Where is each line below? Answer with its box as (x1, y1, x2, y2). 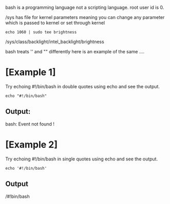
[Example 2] (5, 138, 58, 150)
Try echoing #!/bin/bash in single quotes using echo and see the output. (5, 156, 158, 162)
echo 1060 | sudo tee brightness (5, 30, 77, 35)
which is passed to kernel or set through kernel (5, 20, 105, 26)
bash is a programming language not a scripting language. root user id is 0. (5, 5, 164, 10)
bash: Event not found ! (5, 120, 55, 127)
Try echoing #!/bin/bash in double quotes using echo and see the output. (5, 83, 160, 89)
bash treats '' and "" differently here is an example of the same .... (5, 49, 145, 54)
